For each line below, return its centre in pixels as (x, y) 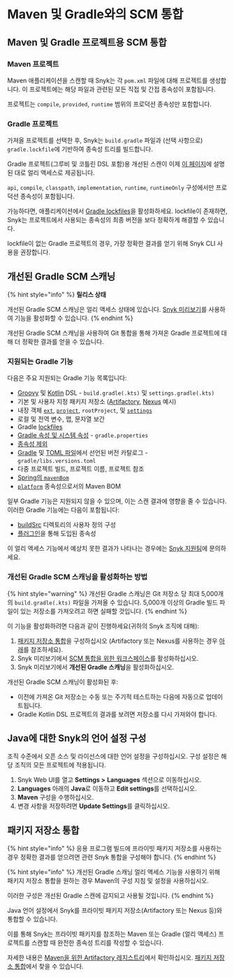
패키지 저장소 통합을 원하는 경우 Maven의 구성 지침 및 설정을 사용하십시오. (108, 881)
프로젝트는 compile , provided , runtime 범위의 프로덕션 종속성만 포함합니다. (109, 104)
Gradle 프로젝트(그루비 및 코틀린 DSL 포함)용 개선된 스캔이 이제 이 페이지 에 (110, 164)
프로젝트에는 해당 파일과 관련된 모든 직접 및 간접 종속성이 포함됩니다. (122, 89)
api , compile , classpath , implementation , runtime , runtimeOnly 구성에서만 (111, 188)
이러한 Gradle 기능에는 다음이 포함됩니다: (64, 510)
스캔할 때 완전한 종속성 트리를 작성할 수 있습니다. (97, 943)
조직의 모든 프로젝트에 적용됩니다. (60, 765)
